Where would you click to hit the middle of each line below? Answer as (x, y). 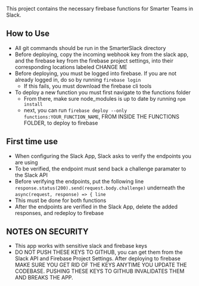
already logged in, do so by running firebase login (78, 79)
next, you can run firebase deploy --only (75, 110)
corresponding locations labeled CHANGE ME (71, 67)
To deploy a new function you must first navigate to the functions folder (102, 92)
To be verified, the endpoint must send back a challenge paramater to (100, 169)
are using (26, 162)
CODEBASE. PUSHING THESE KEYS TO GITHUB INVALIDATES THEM (99, 271)
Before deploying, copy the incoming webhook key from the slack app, (102, 54)
